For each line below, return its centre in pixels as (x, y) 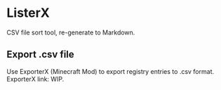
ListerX (28, 13)
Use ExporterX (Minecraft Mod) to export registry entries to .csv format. (110, 71)
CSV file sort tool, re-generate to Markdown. (71, 32)
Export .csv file (40, 54)
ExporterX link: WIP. (35, 79)
